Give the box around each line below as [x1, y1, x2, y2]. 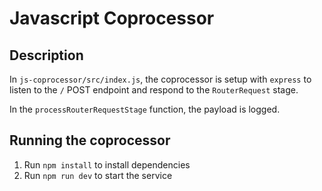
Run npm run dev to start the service [23, 169, 173, 181]
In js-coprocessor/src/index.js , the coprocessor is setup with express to [9, 73, 312, 85]
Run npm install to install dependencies [23, 158, 191, 171]
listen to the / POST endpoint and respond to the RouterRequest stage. [9, 84, 299, 96]
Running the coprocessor [9, 132, 171, 149]
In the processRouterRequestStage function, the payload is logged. [9, 103, 281, 115]
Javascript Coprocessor [9, 7, 215, 30]
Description [9, 47, 84, 64]
